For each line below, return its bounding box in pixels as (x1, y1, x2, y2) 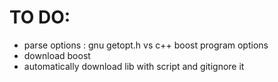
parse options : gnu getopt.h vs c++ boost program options (23, 39, 269, 51)
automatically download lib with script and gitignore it (23, 60, 245, 72)
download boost (23, 49, 91, 61)
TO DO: (9, 6, 71, 29)
